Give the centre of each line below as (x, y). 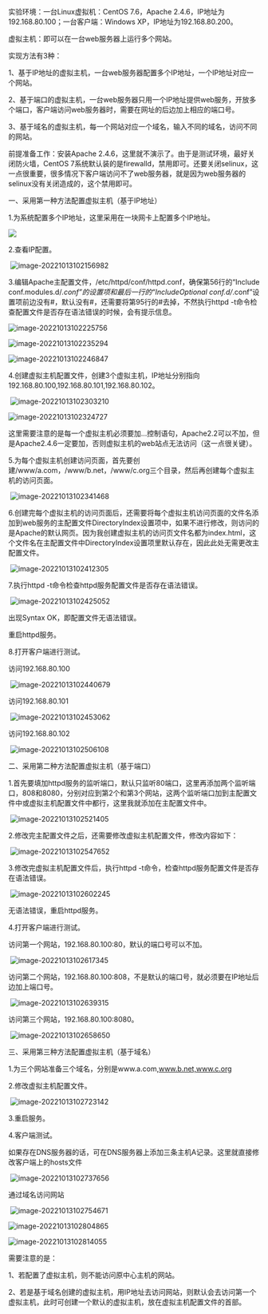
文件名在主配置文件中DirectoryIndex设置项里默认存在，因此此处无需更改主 (137, 543)
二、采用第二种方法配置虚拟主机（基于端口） (82, 766)
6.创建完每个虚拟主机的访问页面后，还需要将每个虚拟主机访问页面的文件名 (130, 513)
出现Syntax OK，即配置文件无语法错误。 (75, 617)
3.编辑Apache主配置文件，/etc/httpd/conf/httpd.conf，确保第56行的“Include (134, 282)
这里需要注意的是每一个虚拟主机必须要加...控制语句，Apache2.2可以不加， (130, 433)
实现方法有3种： (35, 56)
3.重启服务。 (29, 1118)
